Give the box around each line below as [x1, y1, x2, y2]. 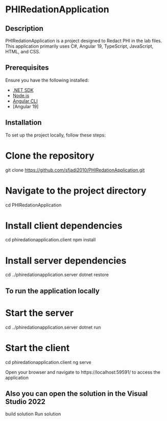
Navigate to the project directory [5, 185, 147, 196]
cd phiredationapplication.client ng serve [5, 359, 91, 365]
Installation [5, 118, 42, 127]
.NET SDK [12, 87, 34, 93]
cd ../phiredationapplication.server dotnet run [5, 324, 101, 330]
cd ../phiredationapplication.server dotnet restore [5, 272, 109, 278]
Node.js [12, 92, 30, 99]
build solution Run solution [5, 411, 61, 417]
